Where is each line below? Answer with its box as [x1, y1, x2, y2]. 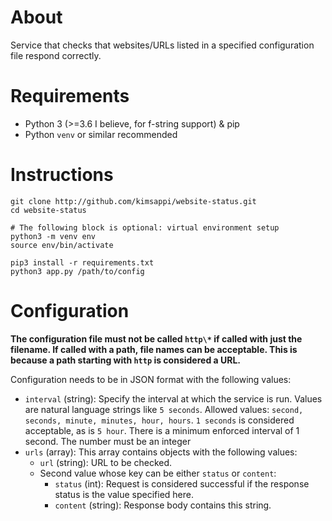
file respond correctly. [10, 49, 102, 61]
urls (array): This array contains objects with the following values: [24, 446, 298, 458]
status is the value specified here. [54, 488, 195, 500]
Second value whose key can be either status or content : [39, 467, 277, 479]
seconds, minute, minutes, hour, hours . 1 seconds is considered [24, 414, 295, 426]
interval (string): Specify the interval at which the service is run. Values [24, 392, 323, 405]
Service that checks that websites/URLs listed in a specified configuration [10, 39, 315, 51]
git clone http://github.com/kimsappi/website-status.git [10, 196, 257, 206]
